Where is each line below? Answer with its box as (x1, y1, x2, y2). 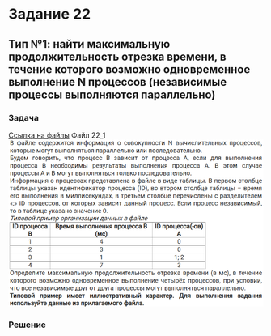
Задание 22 (8, 5, 91, 23)
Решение (8, 319, 47, 330)
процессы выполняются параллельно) (8, 87, 216, 101)
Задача (8, 112, 39, 123)
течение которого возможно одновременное (8, 62, 251, 76)
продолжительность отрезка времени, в (8, 49, 227, 63)
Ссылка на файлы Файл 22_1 (8, 130, 106, 140)
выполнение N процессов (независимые (8, 74, 227, 89)
